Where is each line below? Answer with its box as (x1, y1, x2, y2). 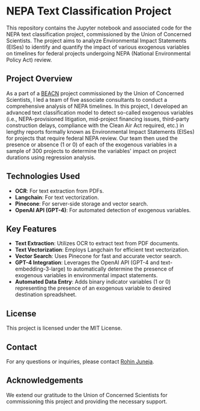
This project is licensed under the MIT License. (6, 324, 123, 332)
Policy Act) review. (6, 56, 52, 63)
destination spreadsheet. (14, 291, 77, 298)
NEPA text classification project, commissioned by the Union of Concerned (6, 30, 192, 37)
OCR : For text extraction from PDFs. (14, 187, 104, 194)
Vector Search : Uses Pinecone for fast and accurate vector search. (14, 253, 182, 260)
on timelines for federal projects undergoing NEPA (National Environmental (6, 49, 191, 57)
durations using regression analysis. (6, 154, 96, 161)
